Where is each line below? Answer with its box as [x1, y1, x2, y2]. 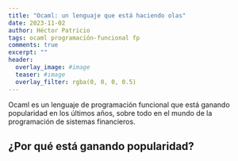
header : [8, 56, 34, 64]
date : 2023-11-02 [8, 19, 66, 27]
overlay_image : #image [15, 63, 90, 71]
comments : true [8, 41, 59, 49]
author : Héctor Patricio [8, 26, 90, 34]
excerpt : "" [8, 48, 48, 56]
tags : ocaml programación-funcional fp [8, 33, 140, 42]
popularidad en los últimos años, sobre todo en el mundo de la [8, 108, 213, 117]
